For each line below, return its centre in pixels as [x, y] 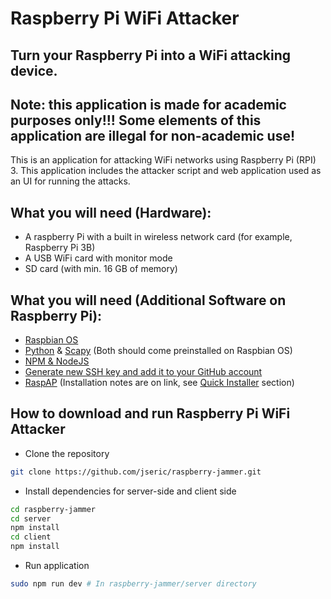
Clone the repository [67, 453]
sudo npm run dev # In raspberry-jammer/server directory [133, 584]
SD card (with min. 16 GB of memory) [101, 269]
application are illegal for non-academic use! [153, 135]
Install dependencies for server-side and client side [130, 491]
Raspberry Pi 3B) [60, 248]
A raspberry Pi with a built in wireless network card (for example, [158, 237]
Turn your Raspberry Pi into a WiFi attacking [151, 55]
